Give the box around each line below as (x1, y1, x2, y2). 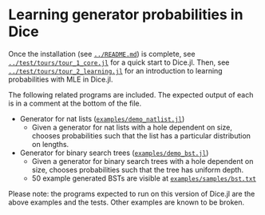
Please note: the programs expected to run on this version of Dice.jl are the (8, 189, 255, 198)
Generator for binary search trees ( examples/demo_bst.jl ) (19, 148, 209, 157)
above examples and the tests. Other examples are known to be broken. (8, 197, 245, 207)
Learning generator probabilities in (8, 6, 243, 24)
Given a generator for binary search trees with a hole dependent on (31, 156, 254, 165)
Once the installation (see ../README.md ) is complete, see (8, 49, 196, 58)
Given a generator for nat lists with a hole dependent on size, (31, 122, 233, 132)
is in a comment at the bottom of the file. (8, 98, 142, 108)
